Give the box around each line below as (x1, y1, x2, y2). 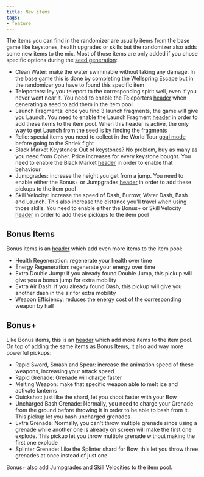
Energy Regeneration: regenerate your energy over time (15, 263, 156, 271)
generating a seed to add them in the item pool (15, 101, 133, 108)
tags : (6, 15, 20, 21)
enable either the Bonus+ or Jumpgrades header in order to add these (15, 178, 192, 186)
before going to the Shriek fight (15, 140, 94, 147)
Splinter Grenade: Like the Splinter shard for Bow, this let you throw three (15, 445, 199, 453)
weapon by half (15, 302, 55, 310)
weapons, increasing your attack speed (15, 368, 114, 374)
